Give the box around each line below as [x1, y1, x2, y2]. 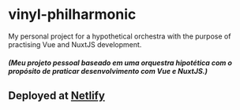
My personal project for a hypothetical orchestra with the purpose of [8, 31, 231, 41]
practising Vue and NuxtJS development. [8, 39, 142, 49]
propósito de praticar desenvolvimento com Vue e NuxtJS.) [8, 66, 208, 75]
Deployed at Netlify [8, 89, 105, 102]
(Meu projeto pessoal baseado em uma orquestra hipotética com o [8, 57, 233, 68]
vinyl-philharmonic [8, 5, 137, 24]
